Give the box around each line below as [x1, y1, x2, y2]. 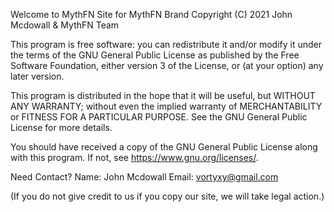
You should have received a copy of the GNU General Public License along [10, 141, 318, 153]
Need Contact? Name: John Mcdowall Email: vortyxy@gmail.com [10, 171, 279, 183]
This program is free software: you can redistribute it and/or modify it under [10, 39, 322, 50]
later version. [10, 70, 65, 82]
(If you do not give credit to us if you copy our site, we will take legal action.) [10, 190, 325, 202]
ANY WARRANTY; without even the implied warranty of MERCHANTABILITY [10, 100, 323, 112]
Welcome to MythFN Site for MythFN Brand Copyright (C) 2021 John [10, 9, 293, 20]
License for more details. [10, 122, 113, 133]
